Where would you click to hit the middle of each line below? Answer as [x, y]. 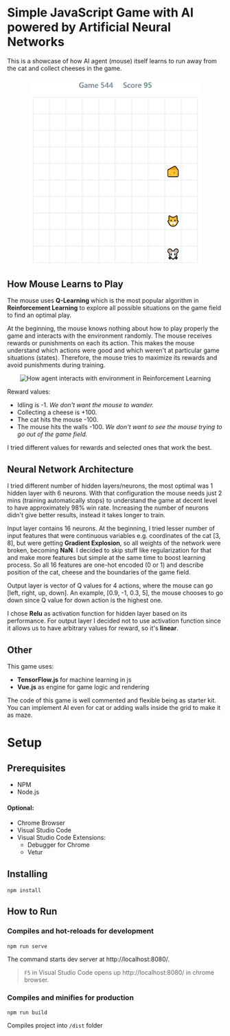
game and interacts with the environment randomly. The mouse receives [110, 336]
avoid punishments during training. [56, 365]
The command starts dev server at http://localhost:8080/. [89, 959]
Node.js [28, 792]
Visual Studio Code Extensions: [61, 838]
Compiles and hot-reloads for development [81, 931]
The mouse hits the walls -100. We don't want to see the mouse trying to [119, 427]
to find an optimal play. [39, 315]
